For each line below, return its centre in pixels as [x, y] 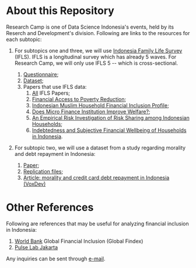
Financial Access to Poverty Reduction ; [79, 99]
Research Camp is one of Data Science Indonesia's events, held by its [90, 27]
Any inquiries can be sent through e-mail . [56, 259]
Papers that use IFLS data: [55, 86]
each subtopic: [24, 39]
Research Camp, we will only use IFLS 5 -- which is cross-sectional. [96, 63]
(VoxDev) [34, 184]
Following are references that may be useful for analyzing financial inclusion [97, 224]
